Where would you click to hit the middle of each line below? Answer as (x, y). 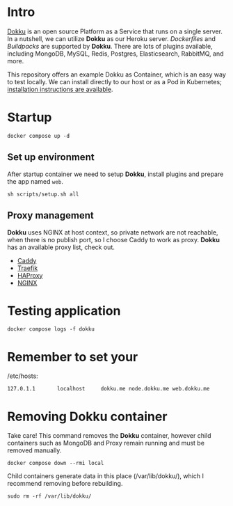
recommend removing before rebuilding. (65, 484)
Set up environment (51, 157)
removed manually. (34, 450)
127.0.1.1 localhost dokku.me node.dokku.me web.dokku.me (109, 389)
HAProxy (30, 275)
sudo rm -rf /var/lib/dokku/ (49, 496)
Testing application (64, 311)
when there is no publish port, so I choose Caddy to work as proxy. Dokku (114, 239)
